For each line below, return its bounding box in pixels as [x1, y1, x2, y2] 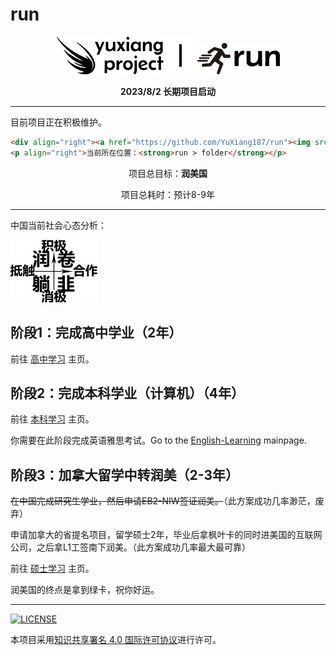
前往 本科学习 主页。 [10, 413, 95, 425]
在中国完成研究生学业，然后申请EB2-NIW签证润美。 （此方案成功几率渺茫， [10, 495, 316, 507]
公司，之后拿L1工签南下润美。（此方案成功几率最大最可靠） [10, 541, 251, 553]
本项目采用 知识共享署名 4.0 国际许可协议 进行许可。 [10, 634, 222, 646]
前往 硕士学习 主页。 [10, 563, 95, 575]
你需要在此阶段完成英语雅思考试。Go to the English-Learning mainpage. [10, 434, 307, 447]
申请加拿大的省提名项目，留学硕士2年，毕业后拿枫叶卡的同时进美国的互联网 [10, 529, 323, 541]
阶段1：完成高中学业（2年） [10, 324, 183, 342]
